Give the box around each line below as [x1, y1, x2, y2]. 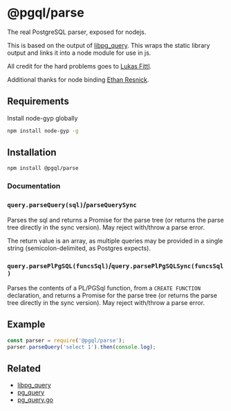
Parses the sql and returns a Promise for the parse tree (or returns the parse [7, 216, 224, 224]
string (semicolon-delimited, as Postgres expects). [7, 244, 151, 252]
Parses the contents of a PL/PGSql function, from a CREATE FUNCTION [7, 283, 201, 292]
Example [7, 319, 46, 331]
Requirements [7, 96, 69, 107]
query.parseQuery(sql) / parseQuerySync [7, 200, 137, 209]
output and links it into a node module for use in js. [7, 49, 151, 57]
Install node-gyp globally [7, 114, 78, 122]
